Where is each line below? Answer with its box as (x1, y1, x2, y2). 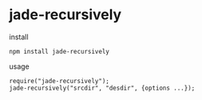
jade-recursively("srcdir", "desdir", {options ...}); (9, 84, 196, 92)
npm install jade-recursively (9, 47, 110, 55)
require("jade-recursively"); (9, 77, 110, 85)
